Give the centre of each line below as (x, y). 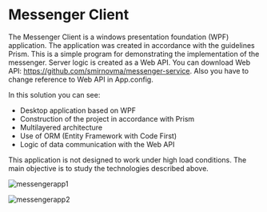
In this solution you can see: (54, 94)
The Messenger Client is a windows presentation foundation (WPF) (119, 37)
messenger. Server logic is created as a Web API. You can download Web (129, 62)
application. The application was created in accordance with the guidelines (132, 45)
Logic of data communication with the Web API (97, 144)
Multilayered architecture (61, 127)
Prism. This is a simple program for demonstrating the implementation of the (134, 54)
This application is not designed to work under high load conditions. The (128, 160)
